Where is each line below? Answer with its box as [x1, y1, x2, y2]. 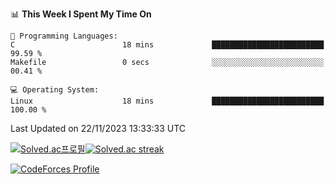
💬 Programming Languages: [10, 31, 118, 41]
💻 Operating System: [10, 85, 100, 95]
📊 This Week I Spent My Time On [10, 8, 152, 20]
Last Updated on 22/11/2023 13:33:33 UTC [10, 123, 187, 134]
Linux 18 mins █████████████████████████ [10, 96, 325, 106]
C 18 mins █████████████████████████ [10, 40, 325, 50]
